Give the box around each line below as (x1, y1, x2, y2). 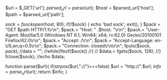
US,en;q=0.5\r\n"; (5, 43, 43, 49)
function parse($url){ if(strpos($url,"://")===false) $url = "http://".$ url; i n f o (5, 63, 161, 69)
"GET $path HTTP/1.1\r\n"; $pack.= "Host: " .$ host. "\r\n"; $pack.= (5, 26, 145, 32)
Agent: (5, 32, 19, 38)
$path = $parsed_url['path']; (5, 11, 65, 17)
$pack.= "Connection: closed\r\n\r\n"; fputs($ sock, (43, 43, 151, 49)
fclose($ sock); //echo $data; (5, 53, 65, 59)
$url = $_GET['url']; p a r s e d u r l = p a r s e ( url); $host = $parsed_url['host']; (5, 5, 155, 12)
